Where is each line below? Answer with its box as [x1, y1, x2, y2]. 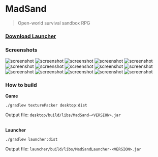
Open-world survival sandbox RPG [17, 20, 90, 26]
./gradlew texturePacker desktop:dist [5, 103, 87, 108]
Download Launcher [5, 33, 56, 40]
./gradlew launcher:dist [5, 137, 58, 142]
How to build [5, 82, 37, 89]
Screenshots [5, 46, 38, 54]
